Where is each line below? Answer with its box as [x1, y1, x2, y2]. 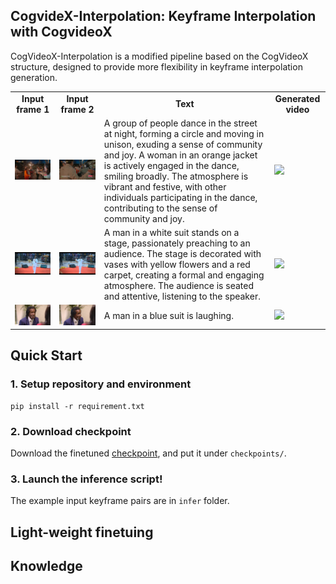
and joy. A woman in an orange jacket [103, 149, 258, 161]
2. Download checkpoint [10, 424, 132, 438]
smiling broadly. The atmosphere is [103, 170, 249, 182]
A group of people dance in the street [103, 117, 258, 129]
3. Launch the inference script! [10, 472, 163, 486]
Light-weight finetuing [10, 524, 154, 541]
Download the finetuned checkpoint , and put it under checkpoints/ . [10, 447, 287, 459]
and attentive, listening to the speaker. [103, 290, 261, 303]
